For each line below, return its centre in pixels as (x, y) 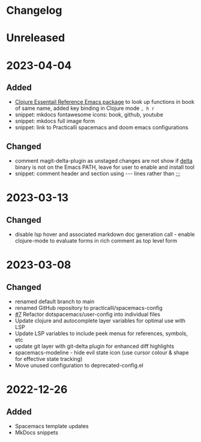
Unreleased (36, 38)
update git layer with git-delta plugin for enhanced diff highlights (94, 347)
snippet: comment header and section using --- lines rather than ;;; (98, 174)
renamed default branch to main (55, 301)
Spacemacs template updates (52, 426)
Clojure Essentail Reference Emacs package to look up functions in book (105, 102)
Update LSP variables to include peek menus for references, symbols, (101, 333)
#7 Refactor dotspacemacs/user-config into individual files (88, 314)
